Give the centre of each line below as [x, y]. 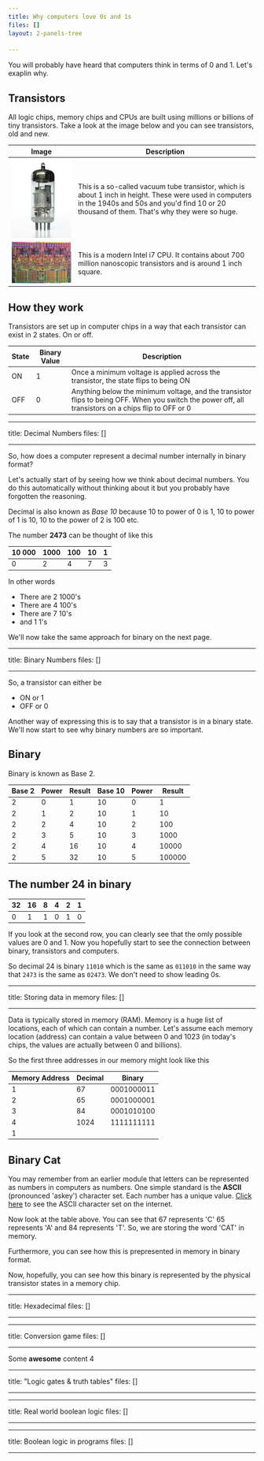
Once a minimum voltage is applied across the [146, 372]
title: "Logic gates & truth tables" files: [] [73, 1381]
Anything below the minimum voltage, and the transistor [161, 392]
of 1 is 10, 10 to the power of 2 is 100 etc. [74, 519]
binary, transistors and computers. [64, 951]
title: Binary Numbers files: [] [55, 660]
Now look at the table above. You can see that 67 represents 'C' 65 [117, 1219]
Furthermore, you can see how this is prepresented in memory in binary [124, 1251]
